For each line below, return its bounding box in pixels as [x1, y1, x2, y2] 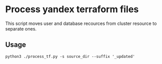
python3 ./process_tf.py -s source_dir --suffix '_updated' [5, 54, 136, 59]
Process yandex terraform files [5, 4, 139, 15]
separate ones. [5, 25, 37, 31]
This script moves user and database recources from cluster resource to [5, 20, 157, 26]
